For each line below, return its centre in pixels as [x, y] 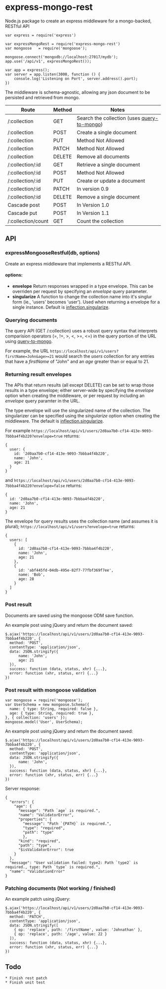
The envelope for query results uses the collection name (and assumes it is [82, 521]
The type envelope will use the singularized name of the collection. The [78, 410]
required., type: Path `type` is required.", [53, 867]
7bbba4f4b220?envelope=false [35, 486]
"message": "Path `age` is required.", [59, 811]
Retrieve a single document [108, 164]
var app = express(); [27, 70]
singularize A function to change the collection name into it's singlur [82, 296]
